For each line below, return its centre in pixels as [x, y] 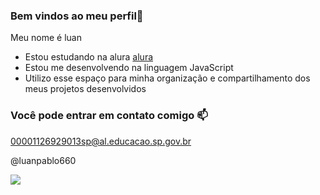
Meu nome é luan [46, 38]
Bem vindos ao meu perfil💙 [77, 16]
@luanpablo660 [43, 160]
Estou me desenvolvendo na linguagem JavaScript [129, 68]
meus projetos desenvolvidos [85, 89]
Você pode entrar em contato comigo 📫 [109, 116]
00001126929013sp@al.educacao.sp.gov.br [101, 141]
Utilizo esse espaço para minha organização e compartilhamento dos [167, 78]
